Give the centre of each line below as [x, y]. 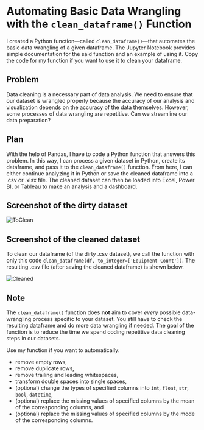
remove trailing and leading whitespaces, [67, 375]
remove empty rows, [41, 362]
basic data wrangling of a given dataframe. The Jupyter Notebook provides [101, 48]
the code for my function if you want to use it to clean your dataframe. [94, 60]
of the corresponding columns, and [59, 407]
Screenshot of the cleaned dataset [73, 239]
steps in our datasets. [33, 338]
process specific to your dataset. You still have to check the [107, 319]
